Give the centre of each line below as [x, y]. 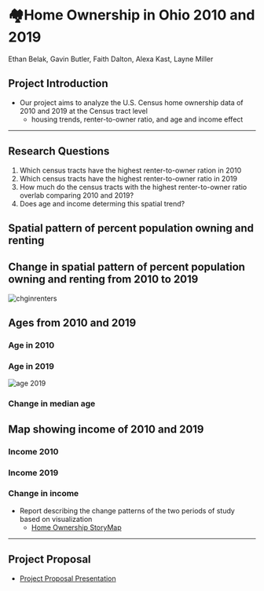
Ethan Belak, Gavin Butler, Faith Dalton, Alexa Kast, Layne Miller [111, 59]
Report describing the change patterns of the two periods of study [127, 510]
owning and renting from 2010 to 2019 [103, 279]
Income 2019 [33, 472]
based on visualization [56, 519]
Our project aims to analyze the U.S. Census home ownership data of [131, 102]
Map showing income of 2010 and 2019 [106, 429]
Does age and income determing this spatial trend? [102, 203]
